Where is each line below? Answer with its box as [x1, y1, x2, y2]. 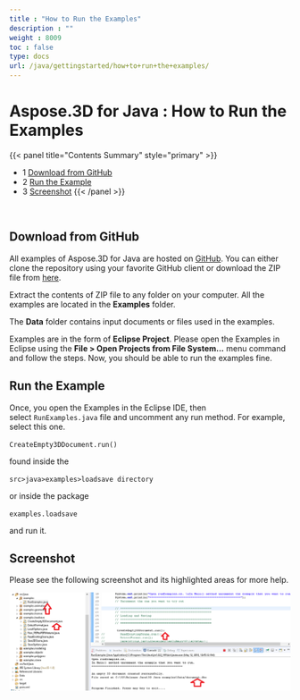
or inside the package [9, 490, 89, 501]
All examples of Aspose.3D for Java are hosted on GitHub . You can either [9, 253, 279, 264]
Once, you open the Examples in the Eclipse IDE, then [9, 402, 207, 413]
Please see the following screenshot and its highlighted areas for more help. [9, 575, 289, 586]
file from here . [9, 272, 62, 283]
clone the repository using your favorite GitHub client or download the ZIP [9, 262, 281, 273]
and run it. [9, 525, 47, 536]
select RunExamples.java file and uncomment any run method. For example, [9, 411, 286, 422]
